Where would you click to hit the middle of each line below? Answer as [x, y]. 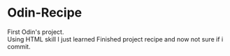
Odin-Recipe [45, 13]
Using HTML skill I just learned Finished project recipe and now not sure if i [115, 39]
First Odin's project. [36, 32]
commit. [19, 46]
